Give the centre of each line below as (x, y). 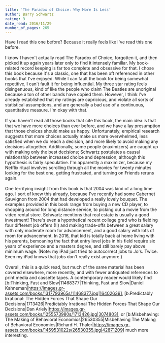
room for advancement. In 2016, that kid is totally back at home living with (80, 236)
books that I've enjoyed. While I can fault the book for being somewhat (77, 79)
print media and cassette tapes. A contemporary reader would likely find (79, 278)
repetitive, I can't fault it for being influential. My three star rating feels (76, 84)
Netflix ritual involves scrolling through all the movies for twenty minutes (78, 168)
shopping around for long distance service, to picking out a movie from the (81, 209)
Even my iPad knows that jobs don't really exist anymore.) (64, 257)
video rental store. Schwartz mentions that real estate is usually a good (77, 215)
